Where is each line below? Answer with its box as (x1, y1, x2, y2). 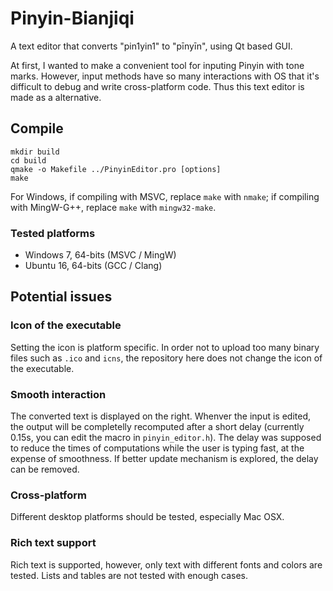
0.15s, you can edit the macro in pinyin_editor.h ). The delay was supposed (10, 432, 322, 444)
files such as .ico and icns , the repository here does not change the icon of (10, 352, 323, 364)
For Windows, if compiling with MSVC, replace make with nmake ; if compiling (10, 190, 320, 202)
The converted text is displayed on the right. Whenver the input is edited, (10, 410, 311, 422)
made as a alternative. (10, 91, 102, 103)
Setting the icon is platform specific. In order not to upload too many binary (10, 341, 320, 353)
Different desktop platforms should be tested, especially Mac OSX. (10, 511, 285, 523)
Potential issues (10, 288, 113, 306)
